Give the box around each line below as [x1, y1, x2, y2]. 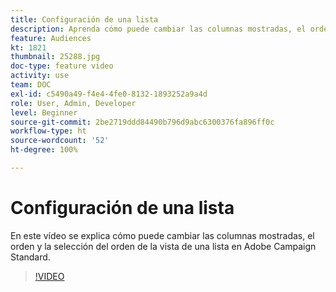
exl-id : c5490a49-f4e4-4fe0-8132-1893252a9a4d [10, 89, 208, 99]
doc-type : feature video [10, 61, 114, 71]
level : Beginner [10, 107, 78, 118]
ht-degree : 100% [10, 145, 78, 155]
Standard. [10, 251, 51, 263]
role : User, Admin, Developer [10, 98, 137, 108]
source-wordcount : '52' [10, 136, 110, 146]
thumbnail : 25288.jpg [10, 52, 101, 62]
